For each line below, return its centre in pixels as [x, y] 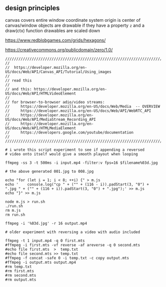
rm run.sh [15, 215]
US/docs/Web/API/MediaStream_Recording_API [51, 119]
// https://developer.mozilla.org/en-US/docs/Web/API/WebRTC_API [78, 111]
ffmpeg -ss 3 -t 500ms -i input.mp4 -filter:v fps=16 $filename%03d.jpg [82, 163]
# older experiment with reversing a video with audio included [73, 232]
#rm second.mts [21, 275]
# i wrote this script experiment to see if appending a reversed [75, 150]
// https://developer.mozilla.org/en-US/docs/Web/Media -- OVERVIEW [83, 106]
